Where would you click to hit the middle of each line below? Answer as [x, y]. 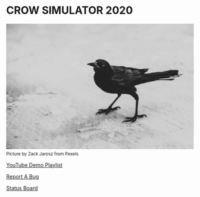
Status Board [22, 188]
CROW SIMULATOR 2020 [70, 10]
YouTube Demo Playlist [34, 165]
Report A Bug [23, 176]
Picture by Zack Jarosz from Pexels [42, 154]
